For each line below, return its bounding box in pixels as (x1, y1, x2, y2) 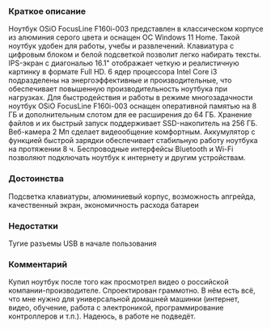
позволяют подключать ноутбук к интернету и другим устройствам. (8, 153, 246, 162)
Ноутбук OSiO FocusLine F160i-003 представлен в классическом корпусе (8, 24, 264, 34)
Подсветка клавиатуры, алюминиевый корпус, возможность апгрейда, (8, 192, 256, 201)
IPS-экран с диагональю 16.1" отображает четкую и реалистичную (8, 58, 240, 68)
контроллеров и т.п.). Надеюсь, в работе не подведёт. (8, 311, 196, 321)
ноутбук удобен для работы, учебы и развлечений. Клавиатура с (8, 41, 235, 51)
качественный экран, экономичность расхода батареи (8, 200, 200, 209)
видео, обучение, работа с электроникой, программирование (8, 303, 224, 313)
